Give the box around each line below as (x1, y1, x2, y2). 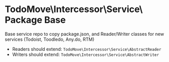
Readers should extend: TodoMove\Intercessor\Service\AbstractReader (12, 46, 161, 52)
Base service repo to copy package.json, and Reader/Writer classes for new (5, 31, 164, 37)
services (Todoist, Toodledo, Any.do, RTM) (5, 36, 95, 42)
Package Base (5, 14, 66, 26)
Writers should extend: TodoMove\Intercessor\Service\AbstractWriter (12, 51, 159, 57)
